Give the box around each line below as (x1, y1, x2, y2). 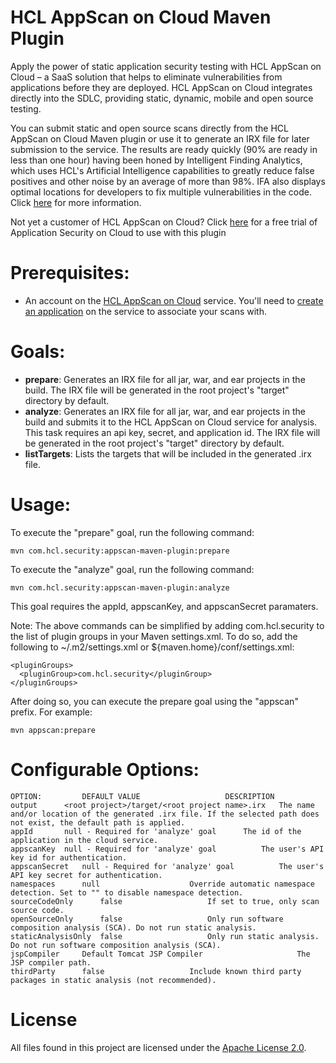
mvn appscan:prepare (10, 725, 97, 735)
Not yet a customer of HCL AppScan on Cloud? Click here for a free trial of (10, 216, 318, 228)
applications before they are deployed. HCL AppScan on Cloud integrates (10, 81, 313, 93)
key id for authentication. (10, 852, 128, 863)
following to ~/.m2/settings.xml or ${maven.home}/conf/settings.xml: (10, 641, 295, 653)
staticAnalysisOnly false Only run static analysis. (10, 931, 320, 941)
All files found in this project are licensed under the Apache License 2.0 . (10, 1041, 307, 1053)
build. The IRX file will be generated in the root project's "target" (24, 384, 290, 396)
